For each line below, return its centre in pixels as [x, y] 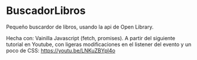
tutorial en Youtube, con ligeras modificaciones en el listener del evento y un [99, 44]
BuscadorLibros [46, 11]
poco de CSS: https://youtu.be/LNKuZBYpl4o [61, 50]
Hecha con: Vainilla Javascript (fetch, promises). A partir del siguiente [91, 38]
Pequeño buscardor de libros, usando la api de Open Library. [80, 27]
